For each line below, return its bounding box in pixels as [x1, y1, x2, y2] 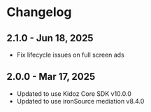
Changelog [6, 4, 72, 20]
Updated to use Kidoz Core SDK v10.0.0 [16, 89, 132, 98]
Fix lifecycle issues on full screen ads [16, 50, 125, 59]
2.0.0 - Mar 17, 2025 [6, 71, 96, 83]
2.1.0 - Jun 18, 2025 [6, 32, 94, 44]
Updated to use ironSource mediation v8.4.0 [16, 97, 145, 105]
